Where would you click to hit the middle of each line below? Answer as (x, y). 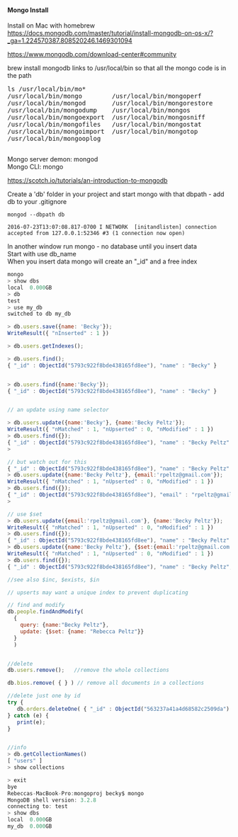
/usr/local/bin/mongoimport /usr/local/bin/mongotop (103, 132)
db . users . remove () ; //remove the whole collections (89, 670)
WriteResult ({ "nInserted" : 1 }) (58, 334)
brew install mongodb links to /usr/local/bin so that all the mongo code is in (117, 68)
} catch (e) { (28, 715)
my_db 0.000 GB (30, 826)
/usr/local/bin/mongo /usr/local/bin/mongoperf (104, 96)
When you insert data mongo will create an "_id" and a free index (102, 261)
